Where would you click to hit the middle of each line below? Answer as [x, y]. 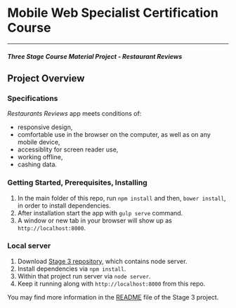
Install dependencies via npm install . [72, 269]
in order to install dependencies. [64, 206]
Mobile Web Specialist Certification [113, 13]
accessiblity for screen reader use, [68, 149]
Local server [29, 246]
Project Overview [46, 78]
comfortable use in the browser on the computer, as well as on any [114, 135]
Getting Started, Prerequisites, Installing [77, 182]
